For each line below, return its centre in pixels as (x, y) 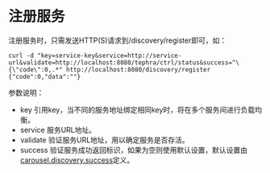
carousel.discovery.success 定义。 (77, 160)
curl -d (21, 56)
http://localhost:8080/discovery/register (138, 69)
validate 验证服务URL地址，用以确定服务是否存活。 (104, 140)
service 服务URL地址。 (58, 130)
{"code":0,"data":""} (45, 76)
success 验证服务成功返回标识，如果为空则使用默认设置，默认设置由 (134, 150)
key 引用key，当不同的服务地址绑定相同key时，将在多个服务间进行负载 (137, 109)
